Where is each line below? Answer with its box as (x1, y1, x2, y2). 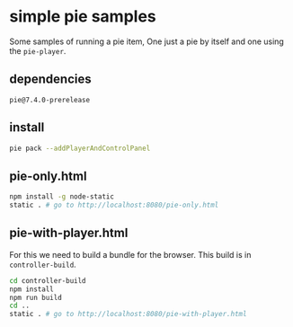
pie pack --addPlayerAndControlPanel (9, 144, 151, 153)
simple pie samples (9, 6, 157, 27)
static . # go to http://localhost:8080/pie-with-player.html (9, 310, 247, 319)
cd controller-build (9, 276, 87, 285)
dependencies (9, 72, 92, 87)
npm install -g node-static (9, 192, 115, 201)
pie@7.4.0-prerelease (9, 95, 91, 104)
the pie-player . (9, 45, 67, 56)
